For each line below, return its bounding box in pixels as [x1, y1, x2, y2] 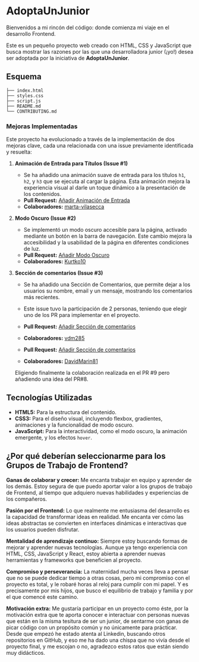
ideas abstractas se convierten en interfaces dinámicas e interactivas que [6, 520, 187, 527]
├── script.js [6, 98, 42, 104]
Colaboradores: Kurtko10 [23, 258, 86, 265]
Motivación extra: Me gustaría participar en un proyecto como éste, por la [6, 605, 189, 612]
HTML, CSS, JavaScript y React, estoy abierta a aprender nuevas [6, 550, 166, 557]
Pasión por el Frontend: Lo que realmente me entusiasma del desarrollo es [6, 506, 190, 514]
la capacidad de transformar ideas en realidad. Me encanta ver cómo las [6, 513, 184, 520]
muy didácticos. [6, 649, 46, 656]
